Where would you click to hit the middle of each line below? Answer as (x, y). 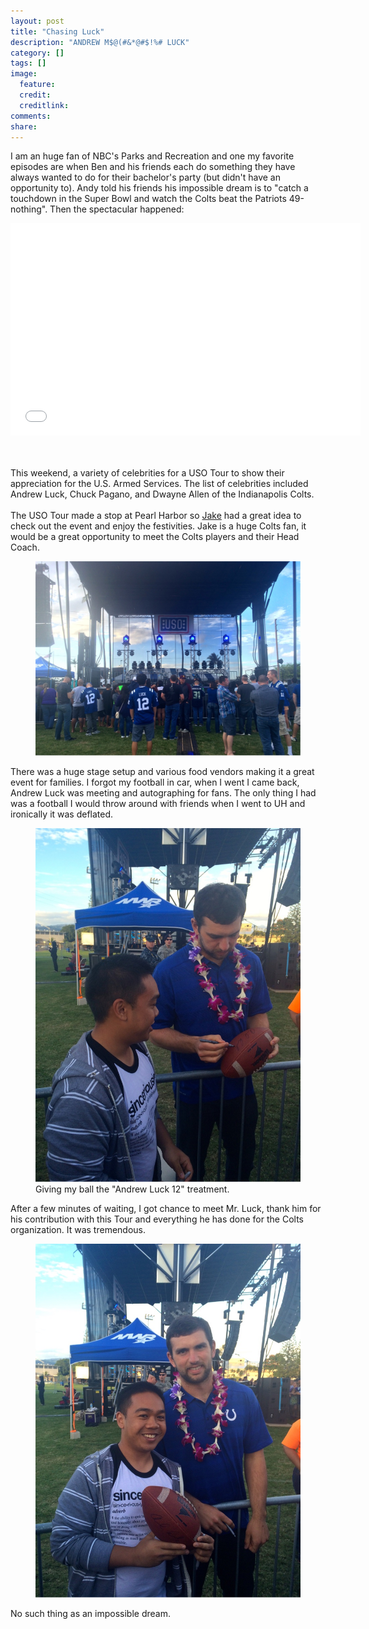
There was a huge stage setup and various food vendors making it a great (162, 772)
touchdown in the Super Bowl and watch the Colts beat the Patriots (148, 199)
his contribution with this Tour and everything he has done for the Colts (157, 1219)
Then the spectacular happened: (117, 209)
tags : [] (28, 63)
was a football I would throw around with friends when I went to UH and (158, 804)
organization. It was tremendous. (78, 1230)
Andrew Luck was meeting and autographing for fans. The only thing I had (163, 793)
